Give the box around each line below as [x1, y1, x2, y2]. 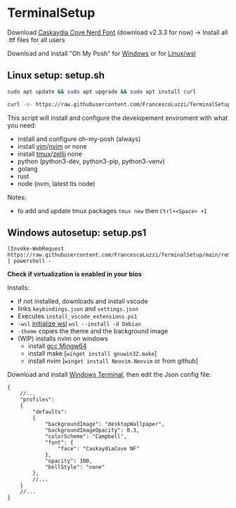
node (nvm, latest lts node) [17, 179, 96, 187]
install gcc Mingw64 [27, 342, 87, 350]
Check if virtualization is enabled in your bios [7, 270, 142, 279]
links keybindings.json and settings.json [17, 305, 139, 313]
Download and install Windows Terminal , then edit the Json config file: [7, 370, 211, 379]
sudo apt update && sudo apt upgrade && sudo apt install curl [7, 88, 197, 95]
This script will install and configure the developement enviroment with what [7, 114, 228, 122]
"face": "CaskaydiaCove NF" [57, 446, 140, 453]
